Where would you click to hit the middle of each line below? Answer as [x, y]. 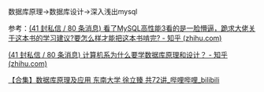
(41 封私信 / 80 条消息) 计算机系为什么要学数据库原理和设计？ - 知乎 [118, 55]
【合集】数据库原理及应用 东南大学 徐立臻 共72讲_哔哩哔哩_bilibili [114, 80]
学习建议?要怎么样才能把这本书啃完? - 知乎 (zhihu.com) [132, 38]
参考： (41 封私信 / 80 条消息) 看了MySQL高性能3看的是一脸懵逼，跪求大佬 [128, 28]
